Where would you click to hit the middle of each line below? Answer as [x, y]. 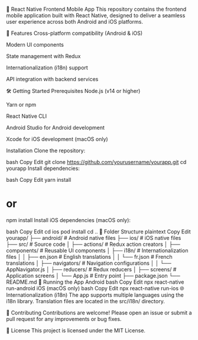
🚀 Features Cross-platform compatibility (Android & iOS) [74, 33]
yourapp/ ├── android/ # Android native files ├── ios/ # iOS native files [94, 238]
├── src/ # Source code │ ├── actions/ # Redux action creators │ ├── [93, 244]
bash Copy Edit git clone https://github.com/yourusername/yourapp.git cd [96, 162]
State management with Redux [43, 56]
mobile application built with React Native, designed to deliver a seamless [96, 15]
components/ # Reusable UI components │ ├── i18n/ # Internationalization [97, 250]
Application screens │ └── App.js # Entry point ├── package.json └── [93, 275]
